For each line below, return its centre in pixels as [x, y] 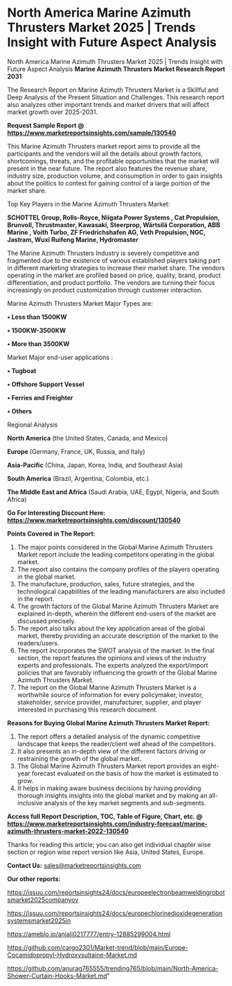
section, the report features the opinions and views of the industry [111, 657]
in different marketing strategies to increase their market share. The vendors [116, 268]
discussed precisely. [46, 621]
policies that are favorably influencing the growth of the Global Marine [117, 673]
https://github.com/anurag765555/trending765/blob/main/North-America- [113, 968]
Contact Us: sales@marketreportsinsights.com [74, 865]
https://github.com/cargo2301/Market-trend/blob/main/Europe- [98, 947]
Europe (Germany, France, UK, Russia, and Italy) [76, 451]
